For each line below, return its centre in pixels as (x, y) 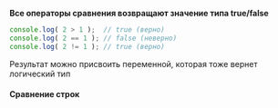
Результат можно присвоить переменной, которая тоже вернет (134, 64)
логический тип (40, 74)
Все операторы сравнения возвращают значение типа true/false (139, 13)
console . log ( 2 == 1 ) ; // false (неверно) (93, 38)
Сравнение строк (45, 94)
